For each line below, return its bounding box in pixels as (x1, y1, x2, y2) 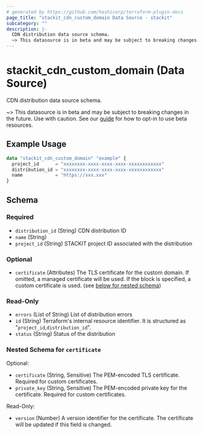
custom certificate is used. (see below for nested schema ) (15, 282, 162, 290)
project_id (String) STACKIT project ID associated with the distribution (15, 240, 193, 247)
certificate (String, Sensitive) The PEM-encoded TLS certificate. (15, 371, 181, 379)
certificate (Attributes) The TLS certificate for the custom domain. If (15, 269, 190, 276)
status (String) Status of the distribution (15, 330, 115, 338)
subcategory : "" (6, 20, 47, 26)
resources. (6, 121, 33, 129)
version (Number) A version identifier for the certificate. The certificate (15, 414, 193, 421)
